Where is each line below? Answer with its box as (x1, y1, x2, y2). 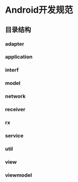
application (5, 53, 33, 60)
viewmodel (5, 172, 32, 179)
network (5, 93, 26, 100)
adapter (5, 40, 25, 47)
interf (5, 67, 19, 73)
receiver (5, 106, 26, 113)
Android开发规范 (5, 4, 74, 16)
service (5, 132, 24, 139)
